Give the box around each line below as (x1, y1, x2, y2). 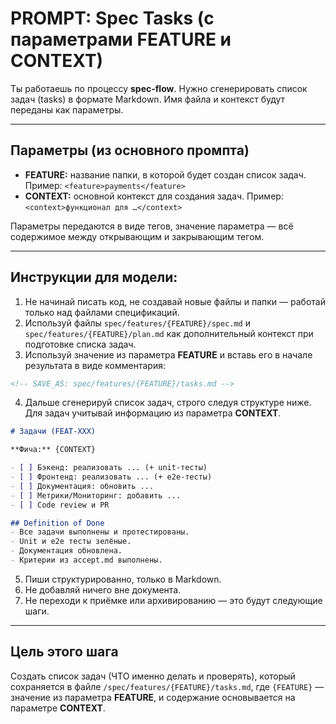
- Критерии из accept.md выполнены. (10, 555, 163, 566)
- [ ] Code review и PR (10, 500, 110, 510)
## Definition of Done (10, 518, 105, 528)
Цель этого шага (10, 643, 119, 661)
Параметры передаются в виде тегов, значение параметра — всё (10, 220, 294, 232)
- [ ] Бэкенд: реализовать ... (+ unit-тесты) (10, 463, 208, 473)
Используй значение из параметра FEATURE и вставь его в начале (24, 348, 313, 361)
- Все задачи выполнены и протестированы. (10, 527, 190, 537)
